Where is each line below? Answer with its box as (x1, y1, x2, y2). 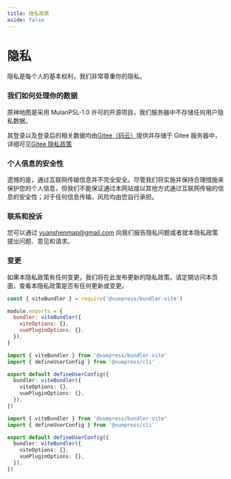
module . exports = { (7, 307, 63, 315)
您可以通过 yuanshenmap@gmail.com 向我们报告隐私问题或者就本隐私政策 (7, 228, 219, 237)
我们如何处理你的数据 (7, 91, 78, 100)
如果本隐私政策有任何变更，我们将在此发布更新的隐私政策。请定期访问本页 (7, 273, 218, 281)
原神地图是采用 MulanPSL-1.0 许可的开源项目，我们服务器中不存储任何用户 (7, 108, 218, 116)
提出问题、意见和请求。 (7, 237, 74, 245)
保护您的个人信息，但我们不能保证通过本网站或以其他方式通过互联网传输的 (7, 184, 218, 192)
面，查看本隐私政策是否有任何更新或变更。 (7, 281, 128, 289)
